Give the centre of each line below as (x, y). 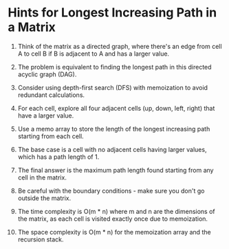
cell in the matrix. (42, 177)
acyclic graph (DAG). (47, 74)
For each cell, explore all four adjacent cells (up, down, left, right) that (116, 108)
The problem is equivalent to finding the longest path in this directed (115, 67)
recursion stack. (41, 239)
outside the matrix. (44, 198)
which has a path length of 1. (58, 157)
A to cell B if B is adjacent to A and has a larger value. (94, 54)
